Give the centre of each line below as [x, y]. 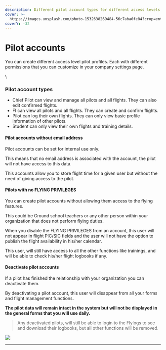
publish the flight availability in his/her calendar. [54, 241]
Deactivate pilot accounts [32, 267]
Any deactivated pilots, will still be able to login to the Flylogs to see [86, 323]
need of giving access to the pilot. [40, 178]
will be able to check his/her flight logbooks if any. [56, 256]
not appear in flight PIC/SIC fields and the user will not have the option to [79, 236]
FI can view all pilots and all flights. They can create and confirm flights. [85, 111]
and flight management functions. [40, 299]
